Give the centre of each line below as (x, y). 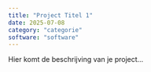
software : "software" (44, 37)
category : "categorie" (45, 30)
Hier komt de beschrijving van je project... (76, 59)
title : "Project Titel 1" (50, 15)
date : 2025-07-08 (37, 23)
